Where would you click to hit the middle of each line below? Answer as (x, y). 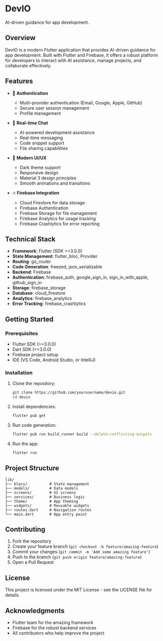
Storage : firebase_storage (39, 288)
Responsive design (39, 173)
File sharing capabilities (44, 148)
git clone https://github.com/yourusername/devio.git (69, 393)
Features (19, 81)
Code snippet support (42, 143)
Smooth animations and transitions (55, 183)
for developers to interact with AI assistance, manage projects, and (73, 60)
